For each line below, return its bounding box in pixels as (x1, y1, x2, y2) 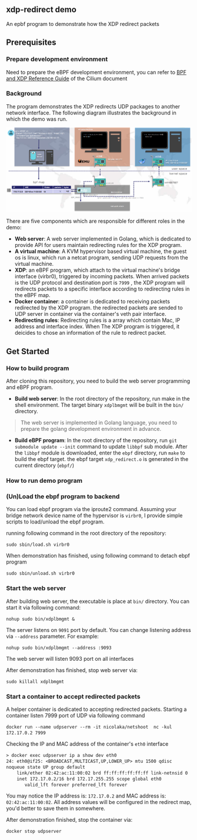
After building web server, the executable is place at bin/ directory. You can (6, 598, 190, 605)
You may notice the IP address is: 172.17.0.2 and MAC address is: (6, 792, 166, 799)
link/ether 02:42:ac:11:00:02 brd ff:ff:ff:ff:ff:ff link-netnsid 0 (16, 770, 188, 776)
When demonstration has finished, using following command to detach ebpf (6, 552, 190, 559)
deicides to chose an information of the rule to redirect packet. (14, 330, 166, 337)
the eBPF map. (14, 292, 51, 299)
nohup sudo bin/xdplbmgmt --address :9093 (6, 645, 112, 651)
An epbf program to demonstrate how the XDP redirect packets (6, 20, 160, 27)
